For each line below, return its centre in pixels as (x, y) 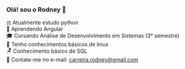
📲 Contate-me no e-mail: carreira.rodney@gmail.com (73, 60)
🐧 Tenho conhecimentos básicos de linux (57, 44)
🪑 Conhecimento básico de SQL (47, 51)
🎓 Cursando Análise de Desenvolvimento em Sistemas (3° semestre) (93, 36)
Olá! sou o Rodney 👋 (36, 10)
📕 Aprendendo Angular (35, 29)
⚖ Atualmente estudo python (42, 23)
